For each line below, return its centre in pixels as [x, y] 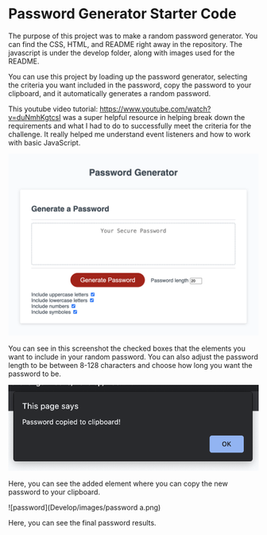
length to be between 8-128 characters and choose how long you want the [130, 366]
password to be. [35, 374]
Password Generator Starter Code [122, 14]
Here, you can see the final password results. [82, 522]
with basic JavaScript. [44, 142]
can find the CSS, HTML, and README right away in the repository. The [125, 44]
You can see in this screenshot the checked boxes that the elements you [127, 349]
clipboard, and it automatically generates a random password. [110, 93]
